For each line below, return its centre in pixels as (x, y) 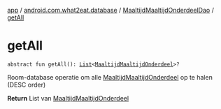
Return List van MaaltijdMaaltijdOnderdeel (68, 98)
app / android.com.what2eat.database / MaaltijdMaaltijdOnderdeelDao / (111, 10)
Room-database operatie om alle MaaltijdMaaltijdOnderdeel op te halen (110, 77)
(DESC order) (27, 85)
